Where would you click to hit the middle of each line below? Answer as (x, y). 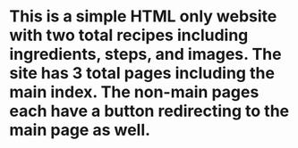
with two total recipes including (129, 35)
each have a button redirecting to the (149, 111)
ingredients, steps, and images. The (145, 54)
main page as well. (80, 130)
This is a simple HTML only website (143, 16)
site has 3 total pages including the (142, 74)
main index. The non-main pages (134, 92)
